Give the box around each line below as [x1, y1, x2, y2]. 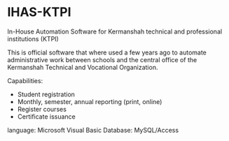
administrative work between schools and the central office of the [7, 55, 197, 64]
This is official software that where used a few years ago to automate [7, 48, 207, 57]
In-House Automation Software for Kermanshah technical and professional [7, 27, 223, 36]
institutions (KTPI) [7, 34, 60, 43]
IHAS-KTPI [7, 4, 71, 20]
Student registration [17, 90, 76, 98]
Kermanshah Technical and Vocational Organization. [7, 63, 158, 71]
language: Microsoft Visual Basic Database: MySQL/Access [7, 126, 179, 134]
